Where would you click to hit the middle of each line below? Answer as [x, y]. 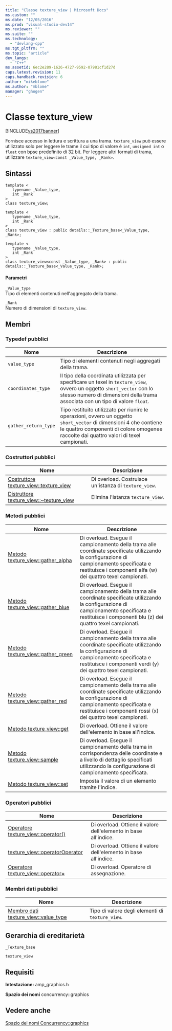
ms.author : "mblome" [27, 86]
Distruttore [21, 494]
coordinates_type [29, 388]
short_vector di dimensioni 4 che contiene [111, 423]
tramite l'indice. [98, 787]
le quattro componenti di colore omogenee [111, 429]
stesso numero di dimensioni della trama [109, 395]
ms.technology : [21, 39]
